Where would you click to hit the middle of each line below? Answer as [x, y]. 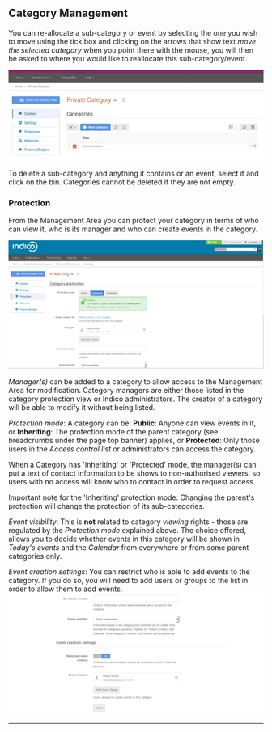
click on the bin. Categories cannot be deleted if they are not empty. [122, 182]
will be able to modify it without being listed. [82, 407]
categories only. [35, 556]
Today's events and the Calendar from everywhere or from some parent [129, 547]
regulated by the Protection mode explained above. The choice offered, [127, 530]
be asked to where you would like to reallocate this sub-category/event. [128, 58]
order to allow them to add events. [66, 589]
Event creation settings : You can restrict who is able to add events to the [130, 571]
